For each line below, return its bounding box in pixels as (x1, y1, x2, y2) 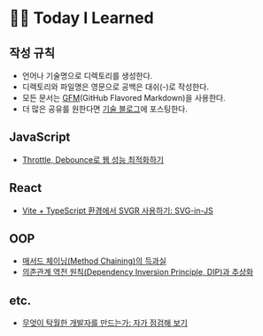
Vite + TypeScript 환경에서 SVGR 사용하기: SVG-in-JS (21, 205, 214, 216)
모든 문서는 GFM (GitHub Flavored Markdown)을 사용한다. (21, 93, 226, 103)
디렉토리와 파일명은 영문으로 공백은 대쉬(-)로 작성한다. (21, 81, 210, 92)
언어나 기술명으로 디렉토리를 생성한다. (21, 71, 153, 80)
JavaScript (9, 130, 71, 145)
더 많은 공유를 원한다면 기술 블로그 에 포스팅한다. (21, 103, 188, 114)
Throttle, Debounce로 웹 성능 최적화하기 (21, 154, 164, 164)
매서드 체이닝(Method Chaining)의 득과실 (21, 256, 166, 266)
